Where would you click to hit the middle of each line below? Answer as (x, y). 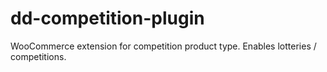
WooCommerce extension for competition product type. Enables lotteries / (163, 46)
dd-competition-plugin (107, 18)
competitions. (38, 56)
